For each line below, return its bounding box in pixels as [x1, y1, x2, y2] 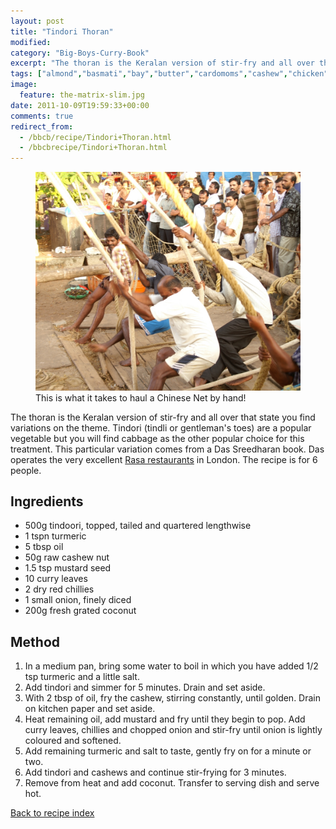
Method [10, 633, 61, 650]
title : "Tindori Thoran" [10, 26, 114, 37]
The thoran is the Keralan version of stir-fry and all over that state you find [10, 411, 316, 423]
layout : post [10, 16, 65, 26]
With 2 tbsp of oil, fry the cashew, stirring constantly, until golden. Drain [24, 692, 322, 704]
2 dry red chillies [24, 583, 95, 595]
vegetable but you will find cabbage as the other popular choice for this [10, 432, 305, 444]
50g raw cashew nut [24, 551, 110, 564]
